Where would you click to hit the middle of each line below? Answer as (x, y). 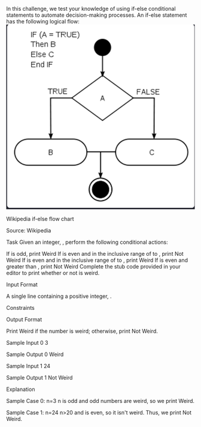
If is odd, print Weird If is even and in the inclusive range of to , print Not (95, 254)
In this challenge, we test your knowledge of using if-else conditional (91, 9)
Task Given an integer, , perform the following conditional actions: (87, 242)
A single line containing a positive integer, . (59, 296)
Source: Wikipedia (29, 231)
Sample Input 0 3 (27, 343)
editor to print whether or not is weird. (53, 273)
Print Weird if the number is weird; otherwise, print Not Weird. (82, 331)
